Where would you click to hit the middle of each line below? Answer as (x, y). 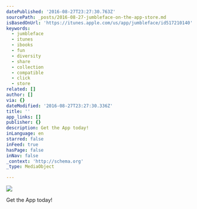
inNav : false (22, 155)
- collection (28, 67)
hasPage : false (25, 150)
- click (21, 78)
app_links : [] (24, 117)
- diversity (26, 56)
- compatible (28, 73)
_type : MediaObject (30, 167)
